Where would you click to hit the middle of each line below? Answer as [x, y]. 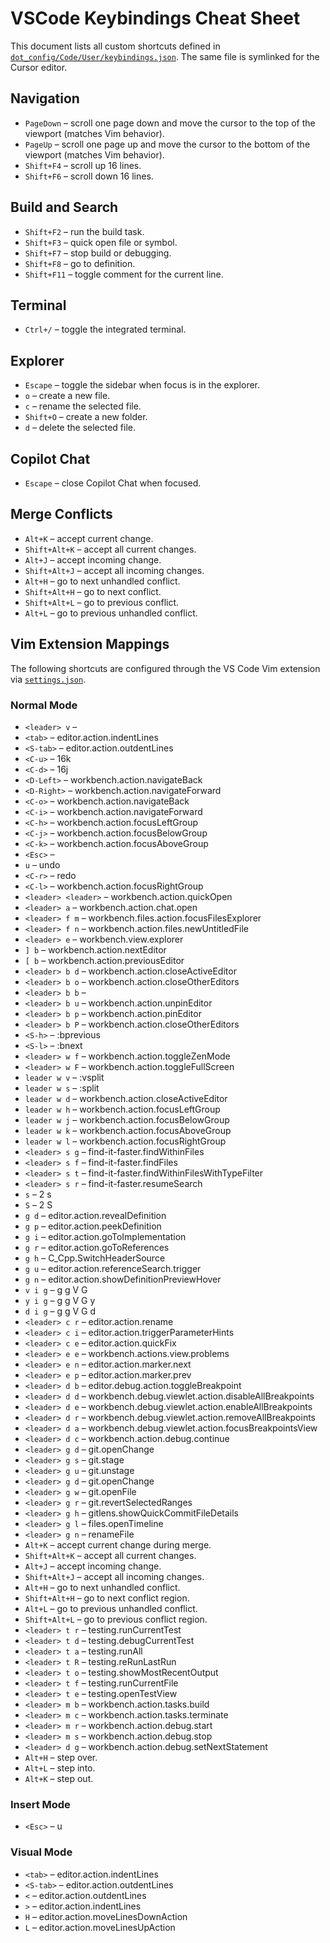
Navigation [45, 98]
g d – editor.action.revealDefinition [95, 1215]
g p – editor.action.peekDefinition [93, 1226]
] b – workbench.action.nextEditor [95, 949]
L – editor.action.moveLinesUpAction [100, 1927]
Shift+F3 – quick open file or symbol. [101, 242]
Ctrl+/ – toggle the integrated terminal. [105, 329]
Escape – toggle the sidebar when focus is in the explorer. [142, 385]
